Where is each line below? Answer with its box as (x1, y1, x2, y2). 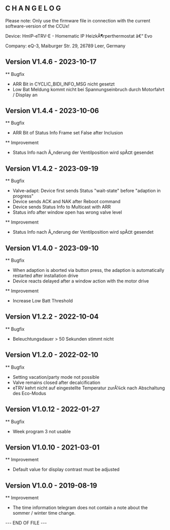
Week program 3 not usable (12, 428, 71, 434)
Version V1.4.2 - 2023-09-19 (5, 164, 99, 173)
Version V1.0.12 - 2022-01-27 (5, 405, 100, 414)
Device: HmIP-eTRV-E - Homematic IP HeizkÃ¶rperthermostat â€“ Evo (5, 33, 153, 39)
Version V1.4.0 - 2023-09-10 (5, 244, 99, 253)
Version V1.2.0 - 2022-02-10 (5, 351, 99, 359)
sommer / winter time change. (12, 510, 76, 516)
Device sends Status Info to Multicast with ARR (12, 204, 111, 210)
